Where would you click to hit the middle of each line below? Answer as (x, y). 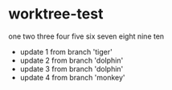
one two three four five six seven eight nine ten (86, 36)
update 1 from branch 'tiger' (66, 51)
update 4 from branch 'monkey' (73, 77)
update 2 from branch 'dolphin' (72, 60)
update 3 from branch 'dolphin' (72, 68)
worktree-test (56, 14)
